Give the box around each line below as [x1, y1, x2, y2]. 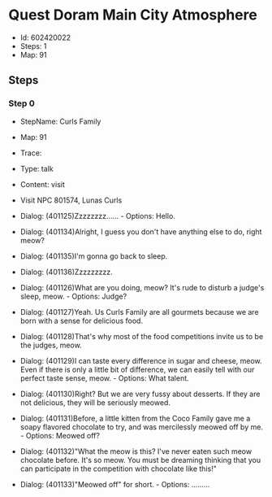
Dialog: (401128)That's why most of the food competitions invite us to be [19, 331, 264, 341]
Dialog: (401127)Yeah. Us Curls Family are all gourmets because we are [19, 307, 259, 316]
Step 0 [8, 98, 35, 109]
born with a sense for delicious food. [19, 316, 144, 325]
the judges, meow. [19, 340, 83, 350]
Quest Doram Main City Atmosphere [8, 6, 257, 24]
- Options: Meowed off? [19, 430, 100, 440]
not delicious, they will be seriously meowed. [19, 397, 171, 408]
